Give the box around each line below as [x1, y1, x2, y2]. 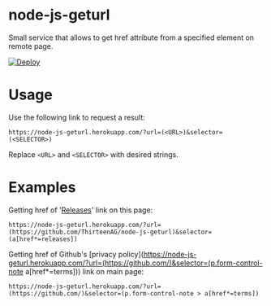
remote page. [8, 41, 54, 50]
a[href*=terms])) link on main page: [25, 266, 144, 276]
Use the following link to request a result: [8, 112, 146, 122]
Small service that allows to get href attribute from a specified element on [8, 33, 254, 42]
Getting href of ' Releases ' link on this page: [8, 205, 153, 215]
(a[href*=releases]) [8, 234, 79, 243]
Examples [8, 178, 76, 197]
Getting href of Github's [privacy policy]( [8, 249, 144, 259]
